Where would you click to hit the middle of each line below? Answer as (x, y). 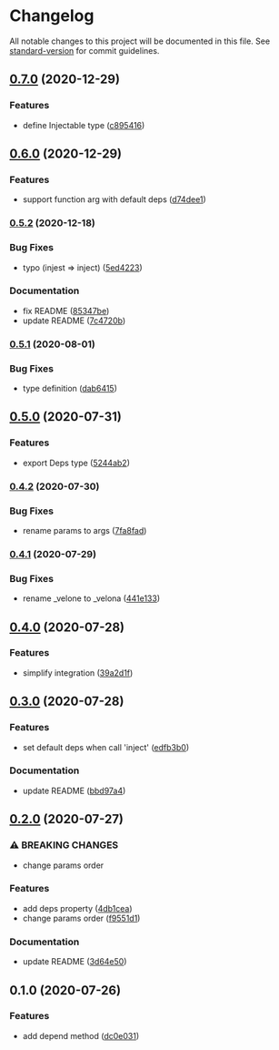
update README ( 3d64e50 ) (75, 962)
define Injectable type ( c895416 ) (84, 125)
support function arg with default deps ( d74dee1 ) (114, 199)
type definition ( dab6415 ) (70, 389)
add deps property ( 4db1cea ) (78, 908)
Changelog (52, 16)
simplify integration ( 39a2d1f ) (78, 673)
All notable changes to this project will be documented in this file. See (140, 41)
